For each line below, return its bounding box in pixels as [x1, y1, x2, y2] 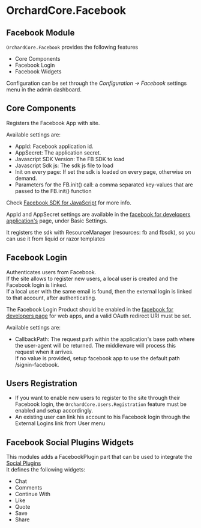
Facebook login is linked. [6, 281, 68, 289]
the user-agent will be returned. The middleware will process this [14, 342, 176, 349]
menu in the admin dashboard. [6, 86, 82, 93]
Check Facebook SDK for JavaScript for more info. [6, 199, 132, 206]
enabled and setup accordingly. [14, 407, 94, 414]
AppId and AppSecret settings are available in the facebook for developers [6, 210, 191, 218]
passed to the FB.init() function [14, 187, 92, 194]
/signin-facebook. [14, 361, 59, 368]
